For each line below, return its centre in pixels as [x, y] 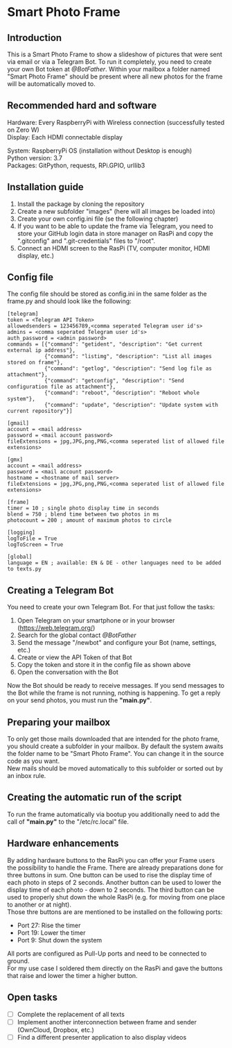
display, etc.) [35, 255]
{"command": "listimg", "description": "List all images [128, 357]
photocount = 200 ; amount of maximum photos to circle [89, 521]
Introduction [35, 38]
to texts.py [24, 569]
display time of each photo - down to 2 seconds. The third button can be [111, 890]
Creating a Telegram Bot [61, 590]
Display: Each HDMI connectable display [65, 137]
